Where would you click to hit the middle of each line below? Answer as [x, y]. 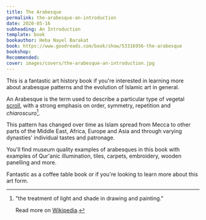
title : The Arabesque [34, 12]
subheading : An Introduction [44, 29]
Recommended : [23, 57]
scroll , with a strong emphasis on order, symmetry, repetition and [89, 105]
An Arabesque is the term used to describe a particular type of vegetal [96, 99]
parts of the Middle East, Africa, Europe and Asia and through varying [94, 131]
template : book [26, 35]
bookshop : [19, 52]
